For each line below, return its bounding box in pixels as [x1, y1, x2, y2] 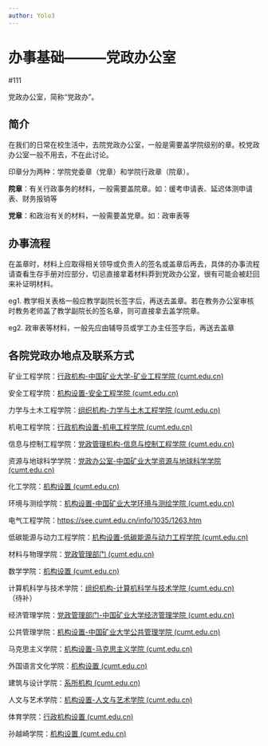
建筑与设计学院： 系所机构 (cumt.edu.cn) [8, 678, 141, 687]
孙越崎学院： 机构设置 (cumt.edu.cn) [8, 729, 127, 738]
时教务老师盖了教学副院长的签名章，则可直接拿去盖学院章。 [8, 306, 204, 316]
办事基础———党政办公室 [8, 49, 177, 66]
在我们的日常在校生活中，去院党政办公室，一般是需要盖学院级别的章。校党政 [8, 140, 260, 150]
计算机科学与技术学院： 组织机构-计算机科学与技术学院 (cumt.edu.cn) [8, 583, 235, 593]
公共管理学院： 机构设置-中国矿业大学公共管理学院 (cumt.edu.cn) [8, 627, 221, 637]
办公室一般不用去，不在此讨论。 [8, 150, 113, 160]
